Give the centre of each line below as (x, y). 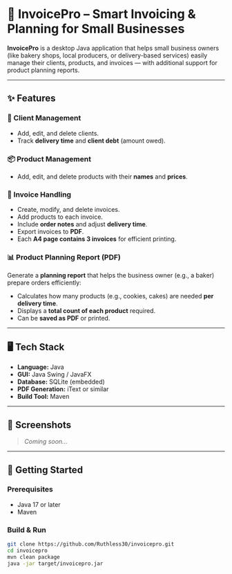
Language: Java (40, 367)
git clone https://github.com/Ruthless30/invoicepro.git (91, 544)
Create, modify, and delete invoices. (68, 210)
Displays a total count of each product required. (86, 310)
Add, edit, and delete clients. (58, 133)
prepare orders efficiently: (44, 282)
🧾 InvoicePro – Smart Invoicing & (101, 14)
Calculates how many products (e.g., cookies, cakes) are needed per (115, 296)
